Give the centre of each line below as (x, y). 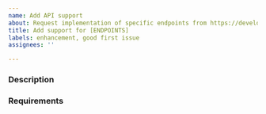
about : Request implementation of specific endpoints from (108, 23)
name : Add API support (46, 15)
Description (31, 80)
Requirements (36, 101)
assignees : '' (32, 45)
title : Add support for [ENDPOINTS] (68, 30)
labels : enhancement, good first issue (74, 38)
